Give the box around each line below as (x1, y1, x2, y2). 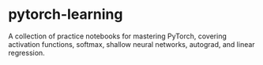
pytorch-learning (8, 5, 123, 23)
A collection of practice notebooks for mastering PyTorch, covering (8, 31, 227, 41)
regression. (8, 48, 45, 57)
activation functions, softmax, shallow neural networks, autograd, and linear (8, 39, 255, 49)
